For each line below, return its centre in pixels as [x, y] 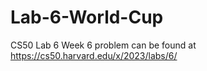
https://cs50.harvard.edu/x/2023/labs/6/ [94, 55]
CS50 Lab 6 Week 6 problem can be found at [103, 45]
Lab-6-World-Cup [87, 17]
